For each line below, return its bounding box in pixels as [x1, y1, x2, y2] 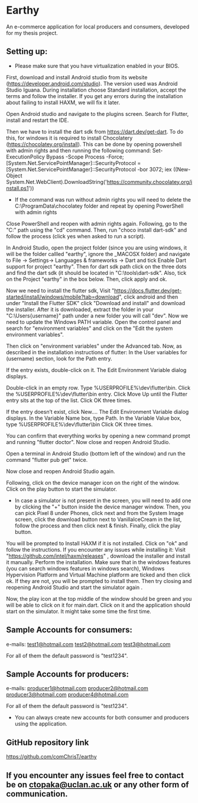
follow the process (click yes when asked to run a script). [6, 232, 145, 239]
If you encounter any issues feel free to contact [6, 770, 184, 781]
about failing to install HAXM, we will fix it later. [6, 99, 120, 106]
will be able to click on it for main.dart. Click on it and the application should [6, 601, 190, 608]
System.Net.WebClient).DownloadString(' [6, 178, 108, 185]
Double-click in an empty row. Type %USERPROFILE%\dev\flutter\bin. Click [6, 384, 191, 391]
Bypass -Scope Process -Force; [46, 153, 124, 160]
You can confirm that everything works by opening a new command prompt [6, 432, 190, 439]
